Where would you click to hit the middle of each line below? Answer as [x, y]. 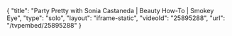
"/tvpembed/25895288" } [44, 25]
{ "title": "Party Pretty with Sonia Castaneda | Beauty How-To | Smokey [110, 11]
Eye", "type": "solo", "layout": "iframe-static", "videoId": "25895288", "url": [116, 18]
